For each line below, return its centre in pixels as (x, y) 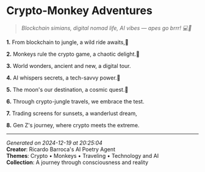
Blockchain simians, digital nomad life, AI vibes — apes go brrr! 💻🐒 (106, 28)
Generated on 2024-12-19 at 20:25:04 (54, 143)
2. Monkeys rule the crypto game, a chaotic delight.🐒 (73, 54)
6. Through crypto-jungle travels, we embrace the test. (75, 101)
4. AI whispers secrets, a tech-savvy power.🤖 (63, 78)
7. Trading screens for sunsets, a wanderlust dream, (72, 113)
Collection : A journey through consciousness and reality (77, 162)
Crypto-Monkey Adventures (79, 11)
